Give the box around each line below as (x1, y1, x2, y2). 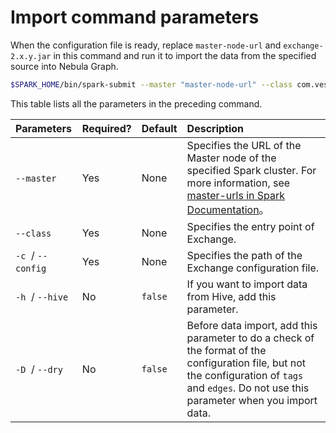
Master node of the (186, 151, 277, 165)
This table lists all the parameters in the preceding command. (10, 97, 263, 110)
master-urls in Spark (186, 188, 286, 202)
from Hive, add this (186, 289, 277, 303)
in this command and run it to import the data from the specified (53, 49, 317, 61)
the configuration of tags (186, 368, 304, 382)
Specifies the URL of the (186, 138, 302, 152)
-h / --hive (15, 289, 69, 303)
